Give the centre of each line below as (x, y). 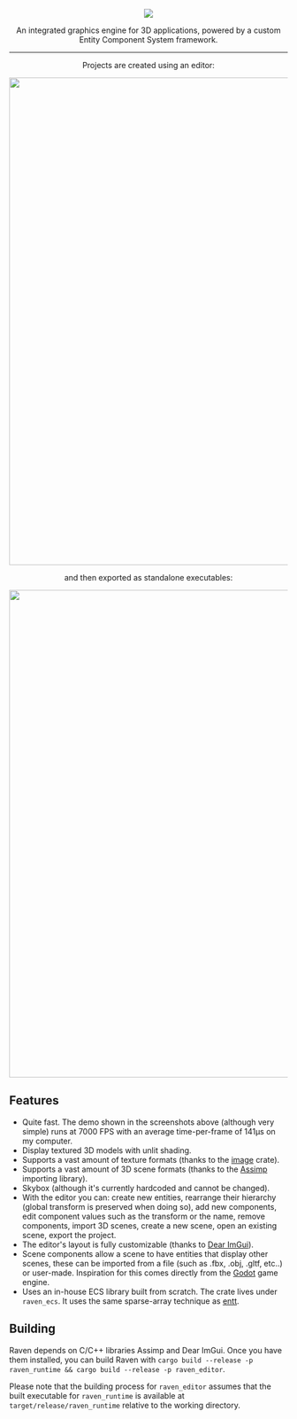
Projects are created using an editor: (148, 65)
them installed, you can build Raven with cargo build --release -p (131, 1360)
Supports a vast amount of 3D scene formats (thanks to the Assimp (145, 1169)
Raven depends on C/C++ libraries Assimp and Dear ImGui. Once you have (146, 1350)
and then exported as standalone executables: (148, 577)
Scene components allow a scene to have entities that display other (145, 1253)
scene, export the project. (69, 1235)
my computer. (47, 1141)
